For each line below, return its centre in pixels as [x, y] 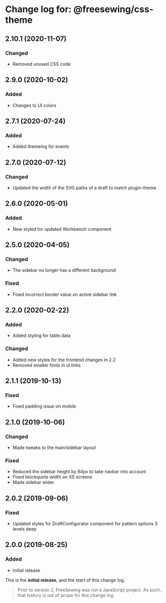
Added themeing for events [41, 146]
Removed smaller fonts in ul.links [47, 365]
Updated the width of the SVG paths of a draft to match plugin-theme [84, 187]
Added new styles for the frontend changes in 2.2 [64, 360]
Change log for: [38, 9]
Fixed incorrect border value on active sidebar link [65, 294]
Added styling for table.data [41, 336]
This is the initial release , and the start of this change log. [65, 580]
